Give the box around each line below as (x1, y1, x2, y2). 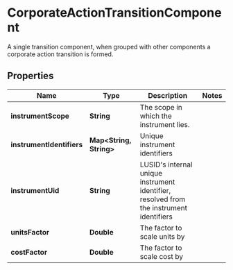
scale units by (139, 231, 185, 241)
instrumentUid (10, 185, 60, 195)
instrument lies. (139, 119, 190, 129)
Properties (7, 70, 54, 82)
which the (139, 111, 172, 121)
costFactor (10, 247, 47, 257)
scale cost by (139, 251, 184, 261)
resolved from (139, 194, 186, 204)
